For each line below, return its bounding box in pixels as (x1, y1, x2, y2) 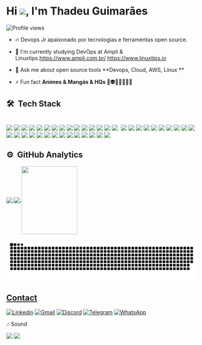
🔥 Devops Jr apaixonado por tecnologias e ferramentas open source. (15, 36, 187, 43)
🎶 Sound (6, 320, 27, 327)
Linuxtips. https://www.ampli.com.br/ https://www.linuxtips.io (15, 54, 166, 62)
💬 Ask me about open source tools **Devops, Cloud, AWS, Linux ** (15, 66, 184, 73)
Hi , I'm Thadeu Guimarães (6, 4, 148, 18)
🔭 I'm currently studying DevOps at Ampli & (15, 48, 123, 55)
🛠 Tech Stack (6, 98, 62, 109)
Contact (6, 292, 37, 303)
